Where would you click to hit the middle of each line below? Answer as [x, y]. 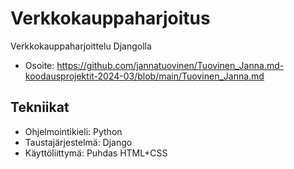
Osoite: [39, 65]
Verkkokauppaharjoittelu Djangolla [81, 46]
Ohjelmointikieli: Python [73, 131]
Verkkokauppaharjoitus [110, 18]
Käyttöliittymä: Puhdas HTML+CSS [96, 153]
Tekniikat [40, 107]
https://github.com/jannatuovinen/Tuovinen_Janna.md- [170, 65]
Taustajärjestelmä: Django [78, 142]
